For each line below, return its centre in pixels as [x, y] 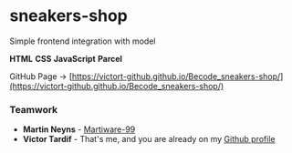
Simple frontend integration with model [83, 41]
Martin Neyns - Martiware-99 [79, 129]
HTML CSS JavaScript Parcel [66, 58]
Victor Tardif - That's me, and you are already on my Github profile [149, 139]
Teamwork [34, 109]
